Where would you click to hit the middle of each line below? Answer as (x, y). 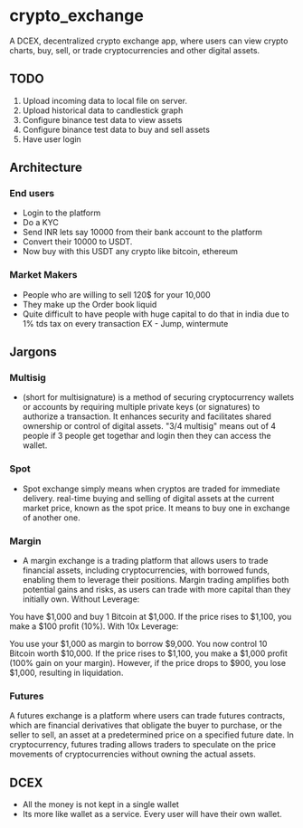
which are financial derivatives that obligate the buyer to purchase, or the (146, 726)
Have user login (52, 139)
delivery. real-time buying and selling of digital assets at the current (148, 498)
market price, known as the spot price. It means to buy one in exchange (156, 508)
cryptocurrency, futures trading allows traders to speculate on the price (142, 745)
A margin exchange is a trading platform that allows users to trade (145, 561)
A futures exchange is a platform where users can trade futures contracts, (147, 716)
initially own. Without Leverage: (81, 599)
